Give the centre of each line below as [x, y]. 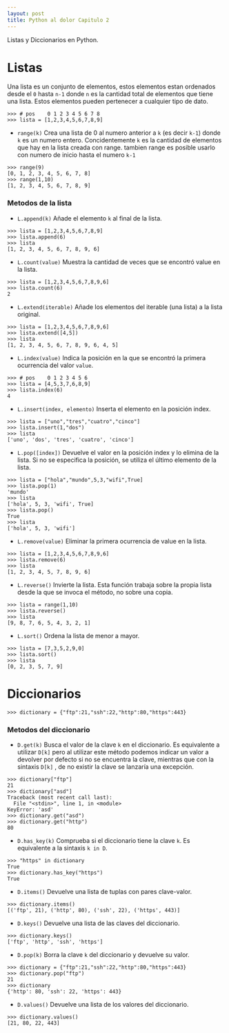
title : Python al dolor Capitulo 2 [58, 20]
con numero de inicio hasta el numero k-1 [76, 155]
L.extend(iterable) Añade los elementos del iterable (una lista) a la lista [120, 307]
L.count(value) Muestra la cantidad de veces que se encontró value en [119, 262]
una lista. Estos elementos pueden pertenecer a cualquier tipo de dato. [108, 102]
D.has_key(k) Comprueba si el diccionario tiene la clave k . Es [103, 840]
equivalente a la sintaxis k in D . [62, 848]
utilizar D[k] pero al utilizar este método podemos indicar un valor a [113, 752]
